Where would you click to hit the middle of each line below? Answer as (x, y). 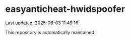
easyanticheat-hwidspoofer (65, 9)
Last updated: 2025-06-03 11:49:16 (42, 23)
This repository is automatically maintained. (50, 32)
